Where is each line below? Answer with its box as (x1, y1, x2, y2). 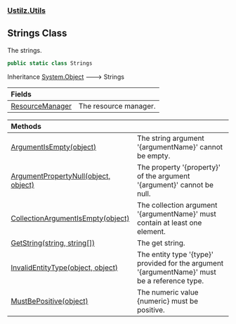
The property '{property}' (136, 162, 221, 172)
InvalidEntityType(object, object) (11, 263, 118, 273)
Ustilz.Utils (7, 6, 46, 15)
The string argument (136, 133, 205, 143)
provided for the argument (136, 258, 224, 268)
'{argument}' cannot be (136, 180, 214, 189)
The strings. (7, 46, 42, 54)
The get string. (136, 238, 185, 248)
